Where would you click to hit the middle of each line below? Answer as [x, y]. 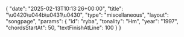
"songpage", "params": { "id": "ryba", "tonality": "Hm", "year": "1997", [92, 21]
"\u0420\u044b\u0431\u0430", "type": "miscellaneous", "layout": [87, 15]
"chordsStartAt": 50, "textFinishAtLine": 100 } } [64, 27]
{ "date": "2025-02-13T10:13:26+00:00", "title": [65, 9]
